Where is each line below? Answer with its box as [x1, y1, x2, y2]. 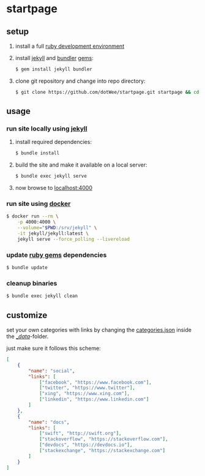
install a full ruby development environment [15, 42, 124, 50]
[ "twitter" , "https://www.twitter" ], [39, 385, 136, 391]
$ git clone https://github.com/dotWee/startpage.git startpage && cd [15, 89, 199, 95]
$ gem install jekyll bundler [15, 66, 93, 72]
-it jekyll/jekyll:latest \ [17, 230, 89, 237]
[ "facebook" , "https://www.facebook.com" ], [39, 379, 152, 385]
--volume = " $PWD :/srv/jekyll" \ [17, 225, 97, 231]
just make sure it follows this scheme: [6, 345, 101, 352]
